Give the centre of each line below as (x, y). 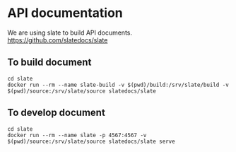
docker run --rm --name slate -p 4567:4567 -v (77, 135)
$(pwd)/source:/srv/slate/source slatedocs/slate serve (91, 141)
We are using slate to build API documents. (70, 33)
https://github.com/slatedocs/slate (58, 40)
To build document (49, 63)
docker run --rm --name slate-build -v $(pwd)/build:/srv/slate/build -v (118, 85)
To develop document (57, 113)
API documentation (65, 13)
